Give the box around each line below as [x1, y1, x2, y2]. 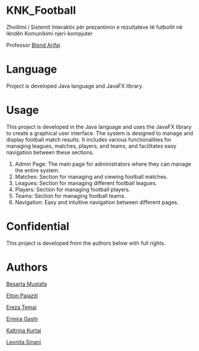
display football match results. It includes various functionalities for [6, 136, 172, 143]
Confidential [6, 220, 70, 233]
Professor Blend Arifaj [6, 41, 61, 49]
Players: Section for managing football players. [14, 185, 131, 193]
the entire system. [14, 166, 60, 174]
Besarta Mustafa [6, 280, 47, 287]
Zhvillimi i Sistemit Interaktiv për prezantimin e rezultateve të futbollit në [6, 23, 183, 31]
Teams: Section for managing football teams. [14, 192, 126, 199]
